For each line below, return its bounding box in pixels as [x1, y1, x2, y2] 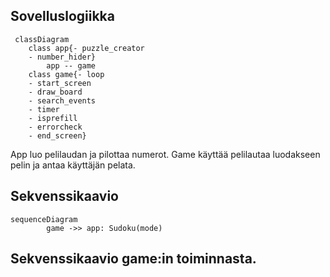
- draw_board [28, 87, 83, 97]
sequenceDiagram [10, 214, 78, 224]
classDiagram [14, 34, 70, 44]
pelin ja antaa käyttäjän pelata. [10, 159, 136, 171]
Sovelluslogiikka [10, 8, 115, 25]
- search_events [28, 95, 97, 106]
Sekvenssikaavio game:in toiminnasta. [10, 250, 257, 268]
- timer [28, 104, 60, 114]
